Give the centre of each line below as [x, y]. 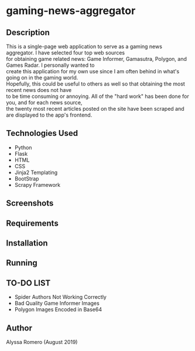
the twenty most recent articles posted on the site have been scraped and [95, 109]
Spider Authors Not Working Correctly [60, 297]
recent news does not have [39, 90]
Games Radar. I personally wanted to [50, 65]
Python [23, 147]
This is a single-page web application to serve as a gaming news [84, 46]
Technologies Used [42, 133]
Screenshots [30, 203]
